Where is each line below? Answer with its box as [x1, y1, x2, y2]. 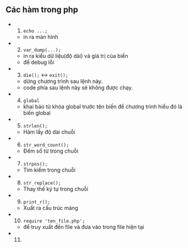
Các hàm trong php [5, 5, 78, 15]
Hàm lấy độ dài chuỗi [23, 128, 75, 135]
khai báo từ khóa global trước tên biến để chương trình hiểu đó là [23, 103, 183, 110]
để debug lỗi [23, 58, 54, 66]
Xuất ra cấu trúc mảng [23, 204, 79, 211]
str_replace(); [23, 180, 61, 186]
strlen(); [23, 123, 48, 129]
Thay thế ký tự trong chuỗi [23, 185, 89, 193]
